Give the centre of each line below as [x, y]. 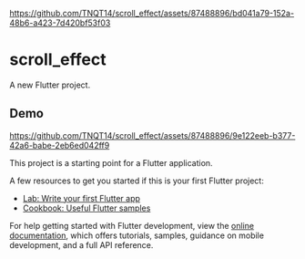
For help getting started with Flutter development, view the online [132, 225]
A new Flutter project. [50, 85]
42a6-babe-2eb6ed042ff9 [60, 145]
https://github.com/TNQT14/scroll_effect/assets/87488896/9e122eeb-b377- [152, 135]
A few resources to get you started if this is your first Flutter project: [137, 181]
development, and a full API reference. [81, 244]
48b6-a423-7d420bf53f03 [60, 23]
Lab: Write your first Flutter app [81, 198]
